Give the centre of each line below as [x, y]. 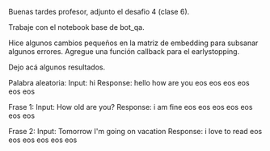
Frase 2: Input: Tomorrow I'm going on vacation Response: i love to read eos [135, 131]
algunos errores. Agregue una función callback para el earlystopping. [124, 51]
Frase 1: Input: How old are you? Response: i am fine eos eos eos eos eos [131, 107]
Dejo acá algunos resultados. [57, 67]
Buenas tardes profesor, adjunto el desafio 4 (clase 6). [99, 12]
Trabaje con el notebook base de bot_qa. [76, 27]
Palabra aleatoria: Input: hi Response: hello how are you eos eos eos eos [129, 83]
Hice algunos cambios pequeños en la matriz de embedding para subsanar [133, 43]
